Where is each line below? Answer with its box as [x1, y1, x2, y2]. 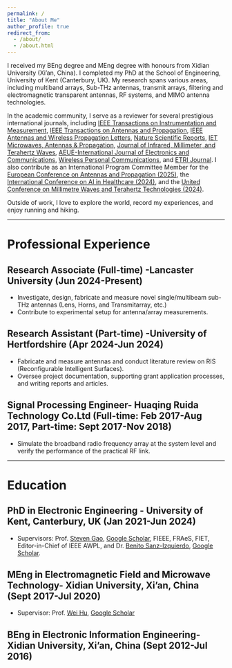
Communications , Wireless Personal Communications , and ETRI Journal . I [7, 156, 217, 163]
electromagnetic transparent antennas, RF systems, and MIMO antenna [7, 91, 210, 99]
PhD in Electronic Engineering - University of [7, 505, 204, 516]
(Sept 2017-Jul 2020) [7, 590, 101, 602]
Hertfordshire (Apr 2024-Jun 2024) [7, 338, 164, 350]
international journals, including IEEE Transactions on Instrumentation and [7, 119, 217, 127]
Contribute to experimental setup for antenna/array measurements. [17, 308, 209, 316]
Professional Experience [7, 237, 151, 253]
